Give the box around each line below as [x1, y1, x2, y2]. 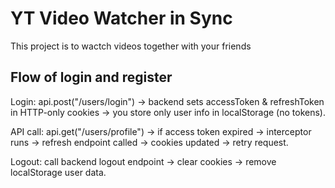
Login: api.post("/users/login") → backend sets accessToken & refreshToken [10, 95, 325, 107]
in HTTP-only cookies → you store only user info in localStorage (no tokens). [10, 106, 326, 118]
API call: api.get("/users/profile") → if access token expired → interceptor [10, 125, 312, 137]
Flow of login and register [10, 69, 173, 86]
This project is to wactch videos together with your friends [10, 40, 252, 52]
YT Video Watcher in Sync [10, 7, 233, 30]
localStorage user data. [10, 166, 107, 178]
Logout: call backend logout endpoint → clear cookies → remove [10, 155, 277, 167]
